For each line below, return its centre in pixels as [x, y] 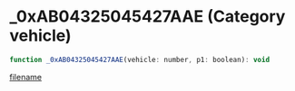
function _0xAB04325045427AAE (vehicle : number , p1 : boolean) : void [140, 59]
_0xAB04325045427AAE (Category [147, 17]
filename [26, 77]
